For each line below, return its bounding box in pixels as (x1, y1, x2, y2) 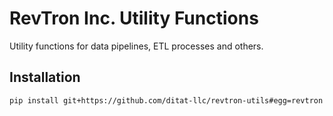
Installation (9, 69, 81, 86)
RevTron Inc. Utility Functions (9, 7, 259, 30)
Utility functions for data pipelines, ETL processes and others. (9, 40, 264, 52)
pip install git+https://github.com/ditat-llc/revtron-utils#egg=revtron (9, 95, 324, 106)
